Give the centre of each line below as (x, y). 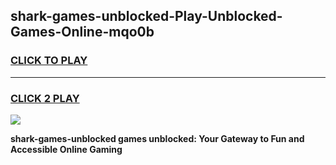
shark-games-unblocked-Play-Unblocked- (146, 16)
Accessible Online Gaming (66, 149)
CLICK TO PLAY (49, 61)
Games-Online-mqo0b (82, 32)
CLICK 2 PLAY (45, 98)
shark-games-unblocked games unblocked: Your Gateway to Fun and (157, 138)
